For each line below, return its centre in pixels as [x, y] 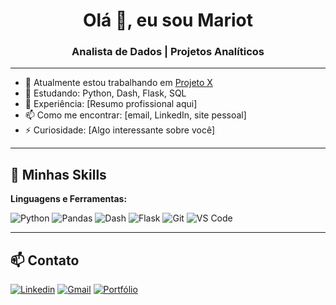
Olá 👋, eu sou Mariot [168, 20]
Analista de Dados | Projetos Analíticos [168, 52]
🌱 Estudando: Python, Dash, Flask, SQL [105, 93]
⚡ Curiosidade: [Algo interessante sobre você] [120, 130]
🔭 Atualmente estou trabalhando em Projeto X [118, 83]
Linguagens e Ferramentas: [69, 199]
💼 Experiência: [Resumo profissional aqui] [111, 104]
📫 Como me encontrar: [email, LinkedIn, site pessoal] [135, 115]
